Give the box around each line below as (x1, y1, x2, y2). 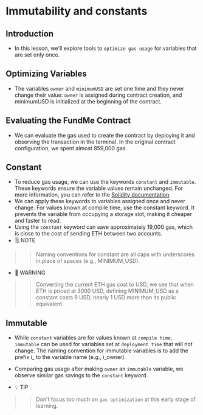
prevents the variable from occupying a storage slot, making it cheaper (14, 211, 193, 218)
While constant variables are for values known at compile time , (14, 334, 173, 341)
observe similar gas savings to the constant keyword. (14, 372, 148, 379)
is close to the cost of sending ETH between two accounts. (14, 230, 162, 237)
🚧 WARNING (14, 269, 46, 276)
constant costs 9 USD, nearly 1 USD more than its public (35, 294, 177, 301)
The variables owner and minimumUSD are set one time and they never (14, 85, 185, 92)
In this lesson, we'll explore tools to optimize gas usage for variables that (14, 44, 197, 52)
